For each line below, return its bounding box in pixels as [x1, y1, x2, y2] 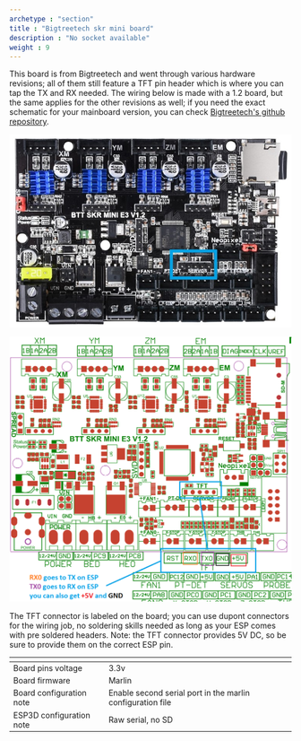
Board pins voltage [13, 662, 83, 673]
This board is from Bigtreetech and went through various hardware [9, 68, 255, 80]
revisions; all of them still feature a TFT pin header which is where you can [9, 78, 284, 89]
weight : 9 [9, 43, 50, 52]
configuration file [108, 697, 172, 708]
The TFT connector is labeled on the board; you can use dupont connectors [9, 611, 289, 622]
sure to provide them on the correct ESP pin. [9, 640, 174, 650]
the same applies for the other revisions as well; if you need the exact [9, 97, 266, 108]
